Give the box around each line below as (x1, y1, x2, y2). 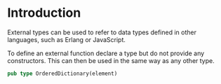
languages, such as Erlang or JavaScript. (7, 35, 126, 43)
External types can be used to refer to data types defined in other (7, 28, 196, 36)
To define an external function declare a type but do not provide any (7, 49, 205, 57)
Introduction (7, 5, 81, 21)
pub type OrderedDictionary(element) (7, 70, 118, 77)
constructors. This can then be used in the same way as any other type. (7, 56, 215, 64)
